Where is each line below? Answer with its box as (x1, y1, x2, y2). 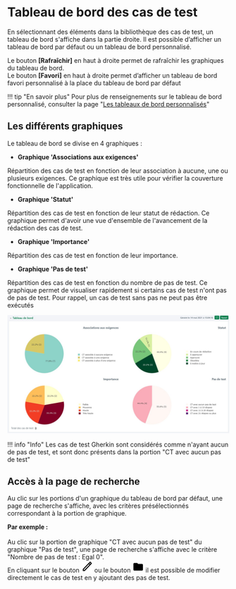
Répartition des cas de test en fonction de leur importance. (7, 251, 178, 260)
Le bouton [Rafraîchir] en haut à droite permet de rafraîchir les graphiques (7, 56, 224, 64)
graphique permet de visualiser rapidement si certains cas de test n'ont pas (7, 286, 227, 294)
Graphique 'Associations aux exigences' (17, 152, 139, 161)
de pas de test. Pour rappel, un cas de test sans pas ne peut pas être (7, 293, 208, 302)
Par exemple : (7, 523, 49, 531)
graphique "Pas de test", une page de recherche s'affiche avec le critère (7, 545, 218, 554)
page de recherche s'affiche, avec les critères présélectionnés (7, 502, 189, 510)
